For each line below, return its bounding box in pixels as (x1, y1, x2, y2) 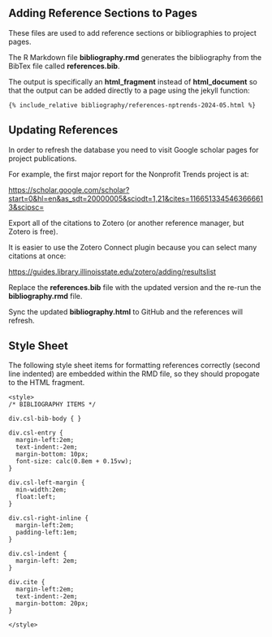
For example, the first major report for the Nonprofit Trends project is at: (8, 169, 249, 179)
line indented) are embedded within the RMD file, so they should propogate (8, 369, 260, 379)
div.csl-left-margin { (8, 479, 85, 487)
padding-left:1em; (15, 528, 79, 537)
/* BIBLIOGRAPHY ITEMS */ (8, 401, 96, 409)
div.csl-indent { (8, 550, 67, 558)
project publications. (8, 154, 77, 163)
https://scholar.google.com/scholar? (8, 184, 130, 194)
